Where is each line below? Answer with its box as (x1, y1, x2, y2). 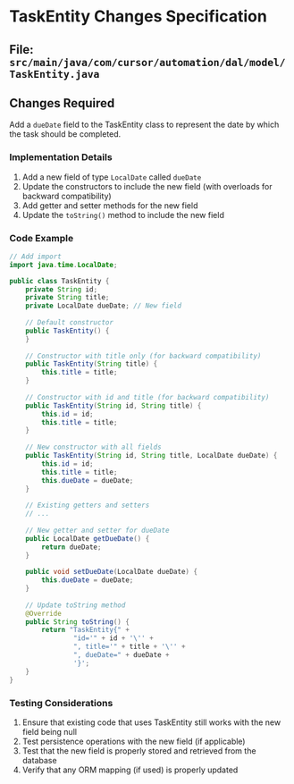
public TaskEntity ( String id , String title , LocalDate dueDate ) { (25, 451, 278, 460)
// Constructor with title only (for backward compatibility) (25, 351, 262, 360)
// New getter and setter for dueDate (25, 526, 170, 535)
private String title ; (25, 293, 110, 302)
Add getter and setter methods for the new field (21, 199, 198, 211)
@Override (25, 609, 63, 618)
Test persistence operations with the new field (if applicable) (21, 736, 246, 746)
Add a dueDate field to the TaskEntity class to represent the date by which (9, 119, 280, 131)
